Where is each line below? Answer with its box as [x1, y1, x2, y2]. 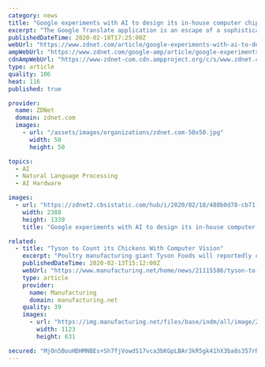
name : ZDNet [15, 107, 55, 114]
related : [8, 238, 37, 245]
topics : [8, 157, 34, 166]
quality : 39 [22, 303, 62, 312]
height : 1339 [22, 215, 65, 223]
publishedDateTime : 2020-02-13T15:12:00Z [22, 260, 160, 268]
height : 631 [36, 332, 77, 340]
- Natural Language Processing [15, 172, 118, 180]
